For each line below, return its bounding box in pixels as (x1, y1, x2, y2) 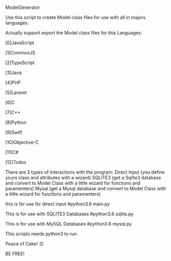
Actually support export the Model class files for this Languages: (5, 30, 142, 35)
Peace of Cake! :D (5, 241, 44, 247)
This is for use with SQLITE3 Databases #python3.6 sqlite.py (5, 211, 134, 217)
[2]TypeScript (5, 60, 35, 66)
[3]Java (5, 69, 22, 76)
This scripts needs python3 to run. (5, 231, 79, 237)
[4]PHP (5, 80, 21, 85)
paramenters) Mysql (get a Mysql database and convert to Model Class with (5, 185, 166, 192)
